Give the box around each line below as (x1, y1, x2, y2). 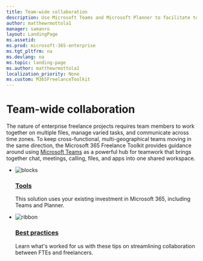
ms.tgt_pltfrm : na (6, 48, 53, 55)
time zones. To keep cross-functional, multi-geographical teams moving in (6, 136, 192, 143)
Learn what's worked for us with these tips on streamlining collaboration (14, 242, 195, 249)
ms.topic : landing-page (6, 59, 66, 65)
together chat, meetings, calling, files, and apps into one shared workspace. (6, 155, 196, 162)
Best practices (14, 228, 59, 237)
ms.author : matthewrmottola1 (6, 65, 80, 71)
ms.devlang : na (6, 54, 45, 60)
